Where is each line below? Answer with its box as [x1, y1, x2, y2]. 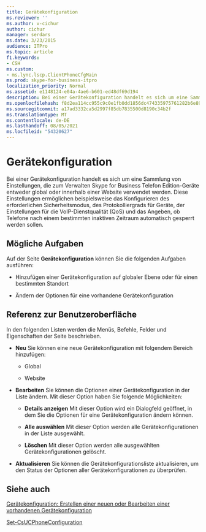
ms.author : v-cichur [6, 20, 59, 26]
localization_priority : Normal [6, 83, 86, 89]
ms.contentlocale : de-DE [6, 117, 70, 123]
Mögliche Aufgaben [6, 238, 84, 249]
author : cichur [6, 26, 45, 32]
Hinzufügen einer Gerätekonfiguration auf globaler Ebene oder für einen [15, 273, 198, 281]
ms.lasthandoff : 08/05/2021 [6, 123, 78, 129]
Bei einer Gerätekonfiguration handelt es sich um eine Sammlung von [6, 175, 181, 183]
